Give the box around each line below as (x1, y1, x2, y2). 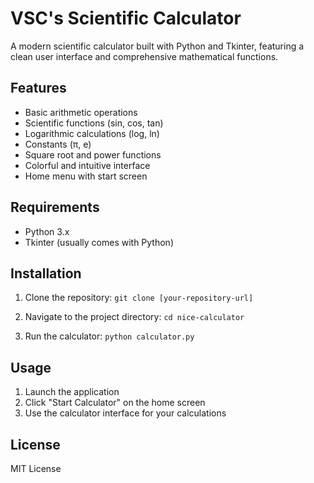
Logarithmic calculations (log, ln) (24, 127, 160, 139)
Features (10, 80, 67, 97)
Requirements (10, 199, 100, 216)
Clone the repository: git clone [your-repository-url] (24, 292, 254, 304)
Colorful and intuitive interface (24, 159, 151, 171)
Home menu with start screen (24, 170, 148, 182)
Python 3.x (24, 225, 70, 237)
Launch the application (24, 386, 120, 398)
